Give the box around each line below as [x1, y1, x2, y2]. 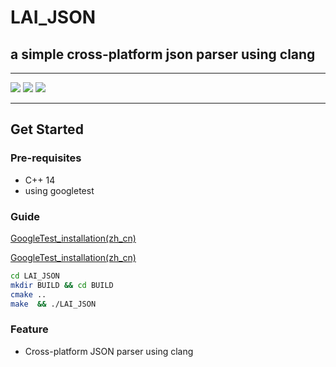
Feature [10, 322, 49, 336]
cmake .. [10, 289, 47, 300]
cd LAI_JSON [10, 271, 60, 281]
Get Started [10, 121, 84, 138]
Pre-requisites [10, 151, 82, 165]
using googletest [24, 184, 95, 196]
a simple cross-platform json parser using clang [10, 46, 316, 63]
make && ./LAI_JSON [10, 299, 97, 309]
